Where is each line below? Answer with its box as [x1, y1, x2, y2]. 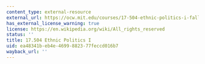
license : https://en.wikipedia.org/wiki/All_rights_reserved [6, 26, 165, 32]
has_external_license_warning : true [6, 20, 99, 26]
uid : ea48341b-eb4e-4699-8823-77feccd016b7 [6, 43, 119, 49]
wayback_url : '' [6, 49, 48, 55]
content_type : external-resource [6, 9, 92, 15]
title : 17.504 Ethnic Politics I [6, 37, 92, 43]
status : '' [6, 32, 34, 38]
